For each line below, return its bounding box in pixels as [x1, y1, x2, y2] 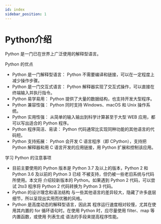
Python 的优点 [5, 61, 33, 67]
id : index [5, 7, 25, 12]
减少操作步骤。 [12, 78, 42, 84]
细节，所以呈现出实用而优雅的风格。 [12, 195, 85, 202]
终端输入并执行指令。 [12, 90, 55, 96]
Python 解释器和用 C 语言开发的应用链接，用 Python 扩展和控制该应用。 [12, 144, 156, 151]
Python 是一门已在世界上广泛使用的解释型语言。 [5, 51, 101, 57]
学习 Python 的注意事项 [5, 155, 52, 161]
